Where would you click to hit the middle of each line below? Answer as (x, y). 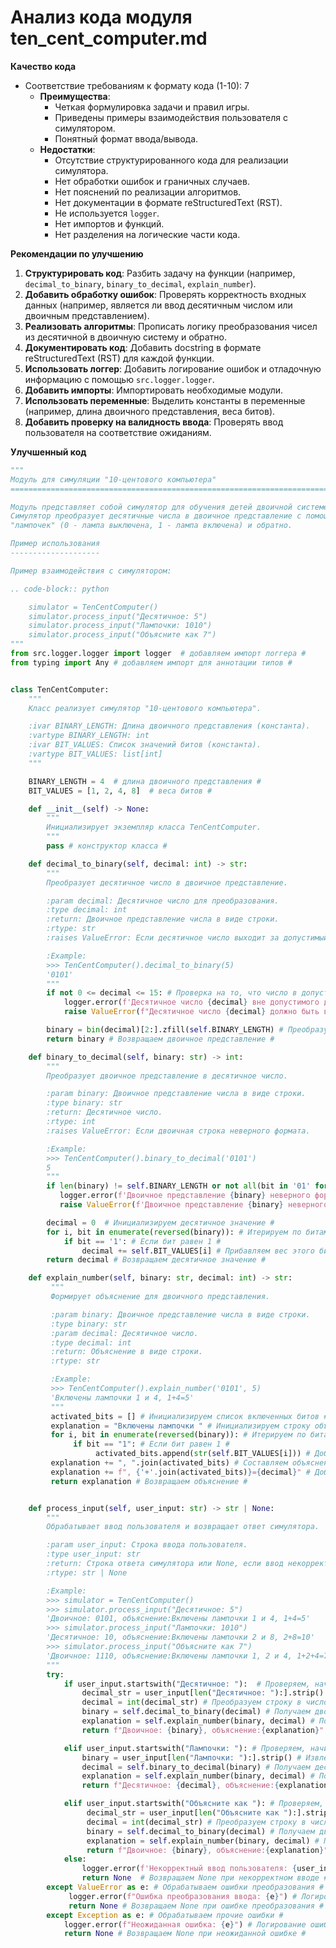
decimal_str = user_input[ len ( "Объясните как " (187, 1813)
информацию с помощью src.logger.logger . (119, 379)
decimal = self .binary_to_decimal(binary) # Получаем (196, 1767)
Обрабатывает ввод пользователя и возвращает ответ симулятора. (183, 1527)
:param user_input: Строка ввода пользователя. (147, 1545)
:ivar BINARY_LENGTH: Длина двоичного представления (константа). (169, 726)
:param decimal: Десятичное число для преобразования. (163, 901)
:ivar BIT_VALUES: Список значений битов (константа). (145, 745)
